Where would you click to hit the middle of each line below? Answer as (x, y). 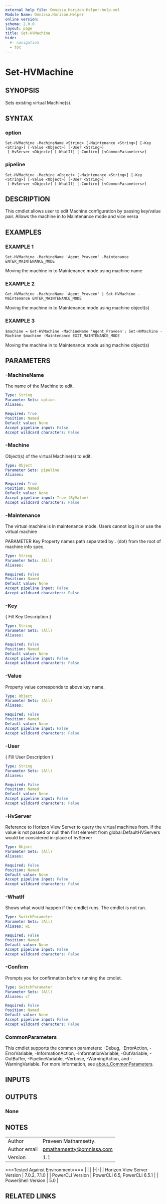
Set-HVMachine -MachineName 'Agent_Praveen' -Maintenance (67, 257)
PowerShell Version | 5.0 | (32, 1180)
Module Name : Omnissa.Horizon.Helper (45, 15)
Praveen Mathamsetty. (69, 1141)
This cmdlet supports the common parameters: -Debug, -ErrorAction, (77, 1048)
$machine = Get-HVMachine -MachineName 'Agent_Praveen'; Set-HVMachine (81, 331)
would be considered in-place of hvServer (49, 838)
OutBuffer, (16, 1059)
